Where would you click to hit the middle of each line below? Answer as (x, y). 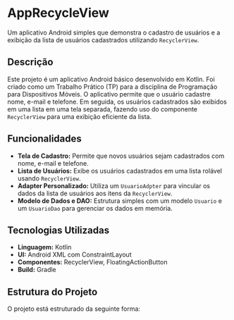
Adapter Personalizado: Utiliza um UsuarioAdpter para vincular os (113, 185)
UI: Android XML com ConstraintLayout (74, 254)
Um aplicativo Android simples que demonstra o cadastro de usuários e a (114, 32)
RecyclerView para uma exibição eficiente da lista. (80, 116)
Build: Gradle (37, 270)
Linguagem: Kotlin (44, 247)
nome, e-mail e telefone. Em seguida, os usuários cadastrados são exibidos (117, 101)
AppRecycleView (58, 13)
